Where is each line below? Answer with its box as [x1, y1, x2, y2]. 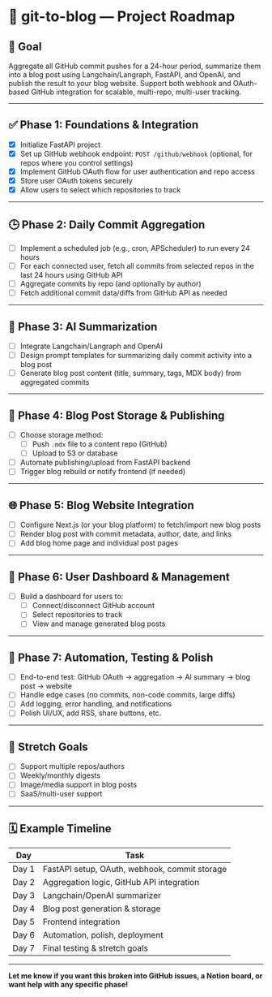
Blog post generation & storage [42, 903, 161, 914]
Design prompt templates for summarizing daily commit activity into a [19, 351, 253, 360]
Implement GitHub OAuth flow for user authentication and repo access [19, 166, 255, 176]
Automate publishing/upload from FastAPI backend [19, 458, 191, 468]
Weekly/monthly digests [19, 770, 101, 780]
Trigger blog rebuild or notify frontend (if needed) [19, 467, 186, 477]
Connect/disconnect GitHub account [32, 601, 155, 611]
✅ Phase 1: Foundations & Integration [8, 118, 199, 132]
